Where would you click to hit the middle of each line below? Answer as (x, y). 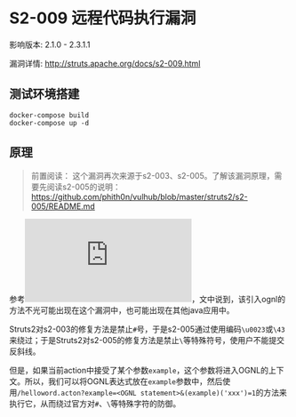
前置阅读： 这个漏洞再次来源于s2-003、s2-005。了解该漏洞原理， (152, 175)
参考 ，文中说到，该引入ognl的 (148, 299)
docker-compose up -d (49, 123)
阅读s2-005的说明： (84, 187)
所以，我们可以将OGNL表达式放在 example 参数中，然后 (124, 381)
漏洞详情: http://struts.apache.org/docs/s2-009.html (105, 63)
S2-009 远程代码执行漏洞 (103, 18)
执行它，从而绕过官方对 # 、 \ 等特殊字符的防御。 (95, 403)
